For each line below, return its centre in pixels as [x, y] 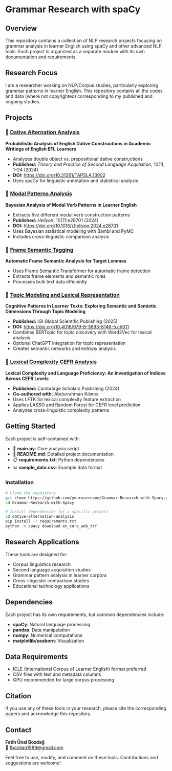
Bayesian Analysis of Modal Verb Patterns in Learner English [71, 205]
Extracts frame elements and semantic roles [59, 276]
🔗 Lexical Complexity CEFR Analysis [51, 362]
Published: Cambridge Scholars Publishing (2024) [66, 388]
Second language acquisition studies [52, 569]
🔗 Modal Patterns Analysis [39, 194]
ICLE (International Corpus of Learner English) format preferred [80, 669]
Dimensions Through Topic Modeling [46, 312]
